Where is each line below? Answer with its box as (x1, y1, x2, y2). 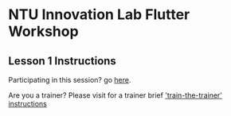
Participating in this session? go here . (8, 75, 131, 84)
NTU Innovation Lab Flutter (8, 6, 190, 24)
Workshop (8, 22, 79, 41)
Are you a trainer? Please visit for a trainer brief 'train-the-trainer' (8, 91, 223, 100)
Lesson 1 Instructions (8, 54, 117, 68)
